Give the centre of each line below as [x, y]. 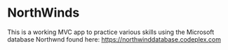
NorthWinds [43, 13]
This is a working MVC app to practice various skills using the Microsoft [111, 32]
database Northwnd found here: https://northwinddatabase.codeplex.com [114, 39]
